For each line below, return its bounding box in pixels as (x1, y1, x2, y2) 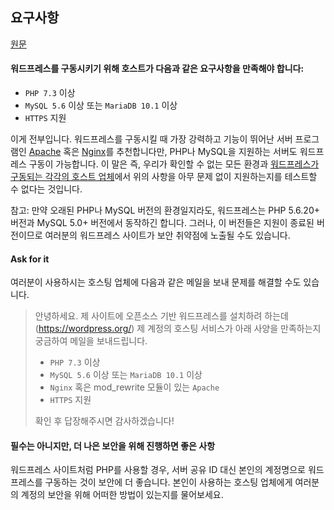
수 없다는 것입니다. (10, 183, 83, 195)
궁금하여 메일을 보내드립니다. (34, 335, 148, 347)
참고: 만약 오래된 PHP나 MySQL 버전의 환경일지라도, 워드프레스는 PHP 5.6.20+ (10, 204, 320, 217)
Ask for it (10, 253, 50, 265)
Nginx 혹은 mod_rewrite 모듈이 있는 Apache (49, 381, 220, 393)
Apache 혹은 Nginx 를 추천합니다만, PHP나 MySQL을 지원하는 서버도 (28, 146, 298, 158)
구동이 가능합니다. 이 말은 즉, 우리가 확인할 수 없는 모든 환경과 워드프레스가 (28, 158, 320, 170)
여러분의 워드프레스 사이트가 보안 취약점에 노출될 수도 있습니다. (44, 229, 291, 242)
